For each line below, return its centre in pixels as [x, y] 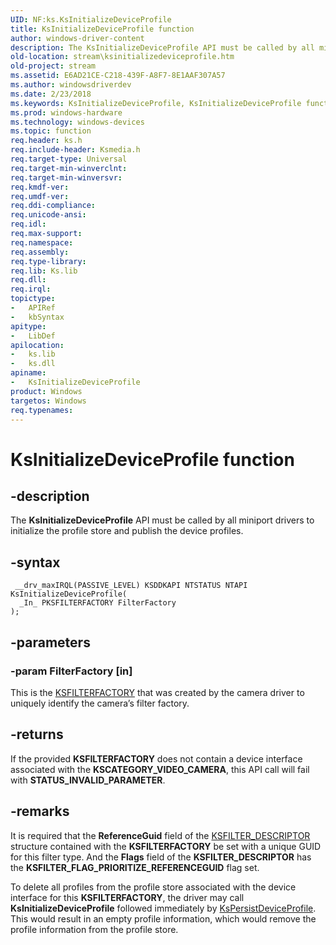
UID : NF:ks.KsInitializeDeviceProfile [91, 19]
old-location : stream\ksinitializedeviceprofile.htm [122, 57]
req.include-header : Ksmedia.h [75, 150]
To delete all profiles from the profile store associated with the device [153, 887]
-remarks [40, 811]
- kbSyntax [37, 317]
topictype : [33, 299]
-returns [37, 734]
